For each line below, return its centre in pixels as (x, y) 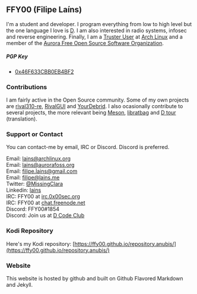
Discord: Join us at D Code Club (45, 216)
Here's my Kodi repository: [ (41, 244)
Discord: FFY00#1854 (33, 209)
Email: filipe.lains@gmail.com (42, 171)
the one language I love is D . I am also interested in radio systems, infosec (96, 30)
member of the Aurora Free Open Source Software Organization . (85, 43)
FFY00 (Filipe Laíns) (44, 10)
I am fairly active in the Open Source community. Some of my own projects (98, 100)
